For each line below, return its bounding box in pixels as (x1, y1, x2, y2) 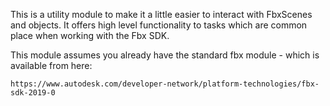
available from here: (10, 60, 93, 71)
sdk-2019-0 (10, 88, 56, 98)
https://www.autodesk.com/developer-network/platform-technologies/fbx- (10, 79, 320, 89)
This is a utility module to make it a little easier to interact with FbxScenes (10, 9, 313, 20)
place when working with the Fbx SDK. (10, 30, 170, 41)
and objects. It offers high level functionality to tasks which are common (10, 19, 308, 31)
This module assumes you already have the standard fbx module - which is (10, 49, 320, 61)
